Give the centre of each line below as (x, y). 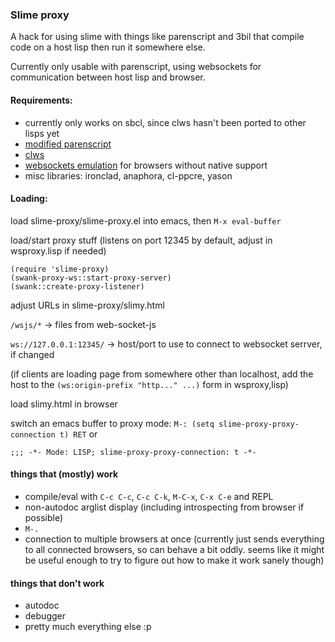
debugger (45, 616)
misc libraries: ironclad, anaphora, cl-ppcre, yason (128, 175)
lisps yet (42, 133)
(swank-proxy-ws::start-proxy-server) (91, 278)
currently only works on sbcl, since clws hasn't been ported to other (165, 122)
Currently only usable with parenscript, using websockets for (136, 67)
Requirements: (41, 100)
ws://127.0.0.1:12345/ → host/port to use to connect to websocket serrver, (166, 344)
